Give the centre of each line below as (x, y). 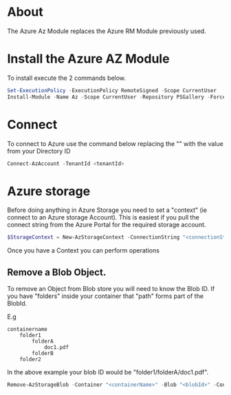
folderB (43, 354)
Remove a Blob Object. (57, 272)
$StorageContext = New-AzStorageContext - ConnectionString (93, 237)
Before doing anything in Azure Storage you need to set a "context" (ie (107, 210)
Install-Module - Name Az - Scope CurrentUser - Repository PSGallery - (109, 97)
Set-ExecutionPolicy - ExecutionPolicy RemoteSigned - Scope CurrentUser (112, 90)
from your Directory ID (39, 151)
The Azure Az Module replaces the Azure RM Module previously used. (107, 31)
